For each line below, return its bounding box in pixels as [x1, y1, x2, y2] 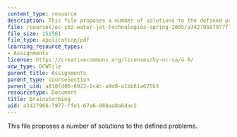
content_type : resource [7, 10, 78, 18]
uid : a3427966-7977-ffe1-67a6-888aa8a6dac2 [7, 102, 138, 109]
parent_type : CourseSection [7, 76, 90, 83]
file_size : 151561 [7, 30, 61, 37]
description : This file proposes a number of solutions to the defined [7, 17, 222, 24]
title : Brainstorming [7, 96, 71, 103]
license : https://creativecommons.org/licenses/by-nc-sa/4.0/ [7, 56, 194, 64]
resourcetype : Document [7, 89, 78, 96]
